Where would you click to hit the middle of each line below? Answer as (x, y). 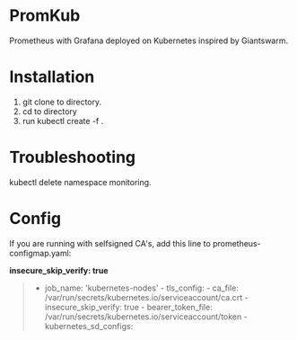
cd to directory (50, 111)
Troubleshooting (73, 157)
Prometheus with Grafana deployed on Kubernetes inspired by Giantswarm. (149, 40)
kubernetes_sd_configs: (89, 326)
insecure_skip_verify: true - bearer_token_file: (128, 307)
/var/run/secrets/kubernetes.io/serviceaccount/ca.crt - (146, 297)
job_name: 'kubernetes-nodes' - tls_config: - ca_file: (142, 288)
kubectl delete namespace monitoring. (80, 182)
